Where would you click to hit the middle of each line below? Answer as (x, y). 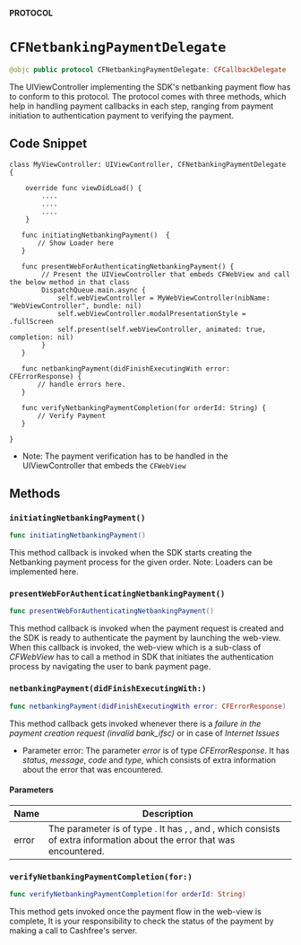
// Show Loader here (76, 243)
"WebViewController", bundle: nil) (76, 306)
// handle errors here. (82, 384)
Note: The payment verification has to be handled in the (125, 456)
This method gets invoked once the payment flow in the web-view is (135, 911)
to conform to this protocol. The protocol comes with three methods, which (148, 96)
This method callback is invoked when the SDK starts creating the (131, 553)
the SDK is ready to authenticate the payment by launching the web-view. (145, 638)
